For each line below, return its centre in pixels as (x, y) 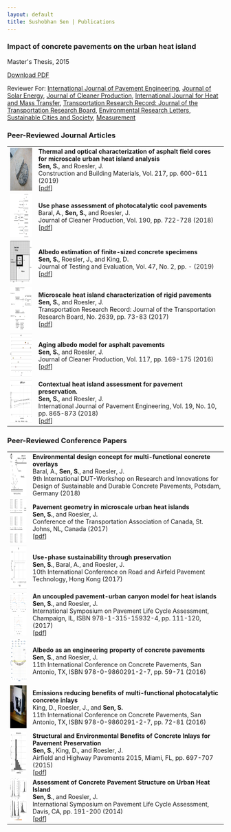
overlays (45, 464)
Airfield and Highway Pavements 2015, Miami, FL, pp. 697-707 (123, 757)
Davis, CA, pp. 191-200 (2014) (78, 811)
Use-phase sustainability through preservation (102, 557)
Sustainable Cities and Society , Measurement (71, 117)
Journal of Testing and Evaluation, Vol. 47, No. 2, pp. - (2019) (126, 266)
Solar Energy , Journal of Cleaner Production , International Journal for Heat (113, 95)
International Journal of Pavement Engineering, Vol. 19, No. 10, (128, 406)
